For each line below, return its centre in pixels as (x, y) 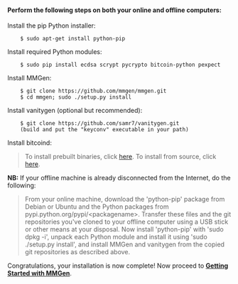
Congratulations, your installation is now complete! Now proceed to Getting (118, 266)
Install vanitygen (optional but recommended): (75, 111)
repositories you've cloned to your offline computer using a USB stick (126, 222)
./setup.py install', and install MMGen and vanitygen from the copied (125, 244)
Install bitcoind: (29, 143)
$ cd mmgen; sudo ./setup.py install (76, 97)
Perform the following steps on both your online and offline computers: (114, 10)
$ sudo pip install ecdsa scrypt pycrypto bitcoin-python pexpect (120, 65)
